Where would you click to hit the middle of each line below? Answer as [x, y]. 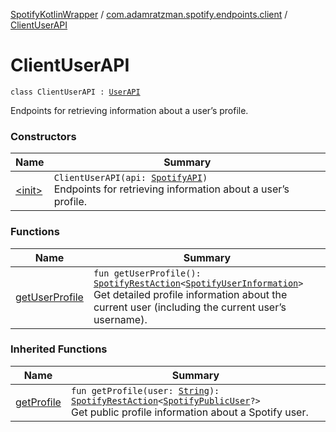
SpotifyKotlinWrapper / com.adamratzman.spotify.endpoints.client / [149, 14]
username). [120, 319]
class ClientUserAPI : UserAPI [75, 92]
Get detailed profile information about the [190, 294]
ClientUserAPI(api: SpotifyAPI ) [130, 178]
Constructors [43, 136]
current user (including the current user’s [190, 307]
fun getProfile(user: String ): [145, 390]
